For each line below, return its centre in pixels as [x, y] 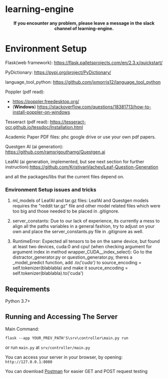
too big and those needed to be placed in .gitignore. [66, 211]
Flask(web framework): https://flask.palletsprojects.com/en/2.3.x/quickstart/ [84, 62]
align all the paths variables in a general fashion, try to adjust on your [83, 226]
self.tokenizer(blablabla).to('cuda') [48, 273]
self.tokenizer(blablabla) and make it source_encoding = [70, 268]
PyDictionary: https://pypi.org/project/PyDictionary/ [58, 72]
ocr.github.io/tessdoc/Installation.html [44, 127]
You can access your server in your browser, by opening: [64, 357]
